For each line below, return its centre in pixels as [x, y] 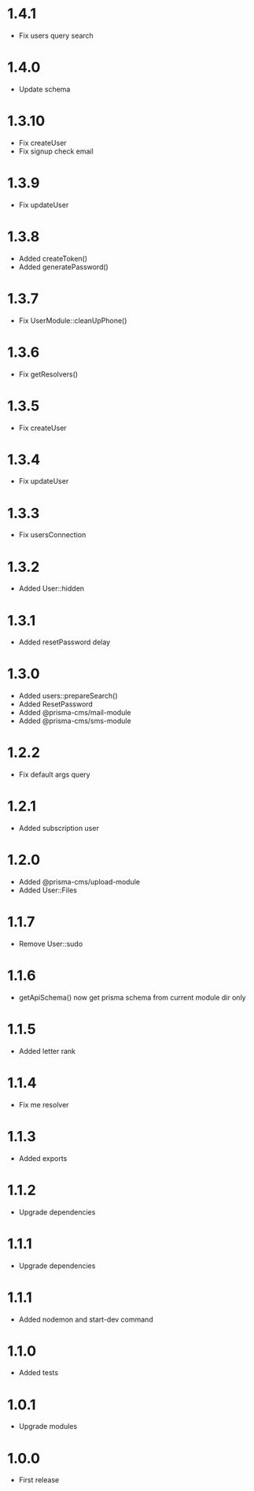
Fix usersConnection [52, 535]
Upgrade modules [48, 1426]
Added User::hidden [51, 588]
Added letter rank [47, 1051]
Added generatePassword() [64, 267]
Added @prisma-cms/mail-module [75, 713]
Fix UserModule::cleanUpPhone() [73, 321]
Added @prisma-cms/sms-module [75, 721]
